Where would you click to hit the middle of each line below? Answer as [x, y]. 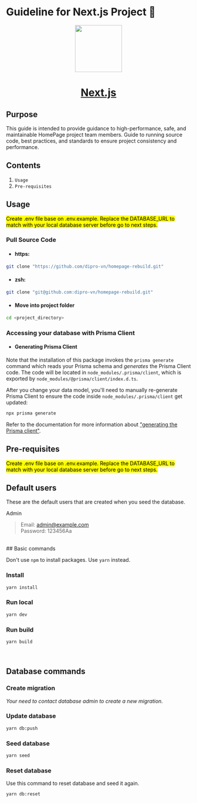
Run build [20, 629]
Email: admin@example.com [55, 525]
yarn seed [18, 756]
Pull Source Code [31, 240]
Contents [23, 166]
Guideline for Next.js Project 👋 [81, 12]
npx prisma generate [31, 413]
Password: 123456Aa [46, 531]
